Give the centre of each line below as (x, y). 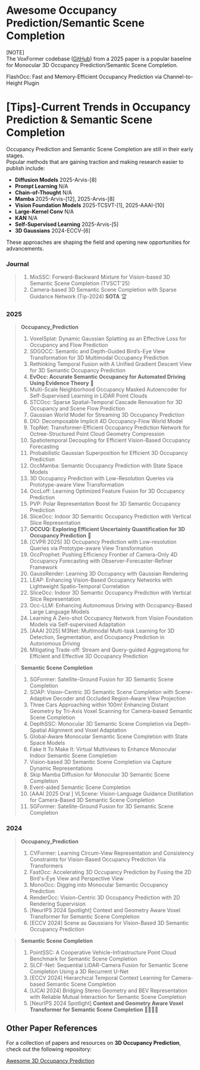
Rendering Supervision (58, 904)
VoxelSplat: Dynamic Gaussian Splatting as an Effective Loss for (108, 339)
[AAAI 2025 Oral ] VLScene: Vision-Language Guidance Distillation (111, 794)
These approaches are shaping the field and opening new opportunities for (98, 242)
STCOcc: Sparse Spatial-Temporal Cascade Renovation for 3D (106, 402)
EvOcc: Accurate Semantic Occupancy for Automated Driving (107, 377)
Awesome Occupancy (62, 10)
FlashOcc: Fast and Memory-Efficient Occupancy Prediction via (84, 77)
